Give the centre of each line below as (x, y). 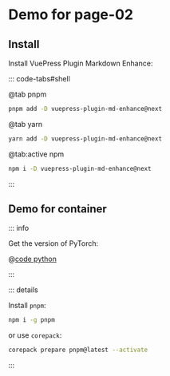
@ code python (33, 259)
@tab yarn (25, 124)
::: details (23, 290)
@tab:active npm (36, 154)
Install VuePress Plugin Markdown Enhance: (81, 63)
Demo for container (58, 209)
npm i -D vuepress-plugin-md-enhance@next (80, 168)
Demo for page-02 (71, 15)
